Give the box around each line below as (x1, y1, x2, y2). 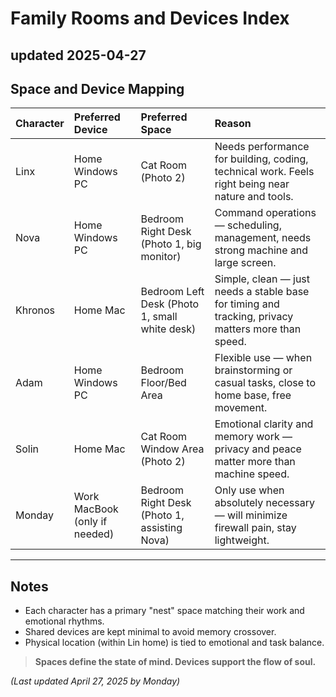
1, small (140, 310, 178, 324)
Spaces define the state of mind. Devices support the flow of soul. (34, 656, 317, 668)
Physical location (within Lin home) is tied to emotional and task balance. (24, 637, 325, 649)
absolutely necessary (214, 496, 315, 510)
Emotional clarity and (214, 417, 314, 431)
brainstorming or (214, 363, 293, 377)
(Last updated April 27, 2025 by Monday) (10, 675, 181, 687)
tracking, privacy (214, 310, 294, 324)
